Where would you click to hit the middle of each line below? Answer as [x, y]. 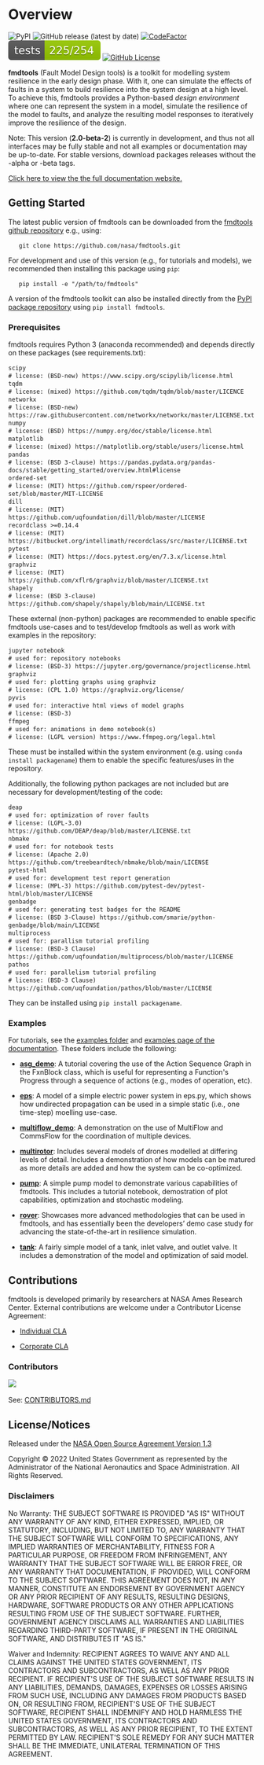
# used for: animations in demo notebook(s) [82, 730]
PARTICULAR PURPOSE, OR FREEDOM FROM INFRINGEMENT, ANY [118, 1555]
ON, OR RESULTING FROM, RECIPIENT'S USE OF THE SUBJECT [112, 1704]
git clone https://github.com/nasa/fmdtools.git [99, 245]
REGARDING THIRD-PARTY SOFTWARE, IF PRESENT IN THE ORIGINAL [123, 1630]
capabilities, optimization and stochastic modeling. [101, 1200]
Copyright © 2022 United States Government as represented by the [118, 1459]
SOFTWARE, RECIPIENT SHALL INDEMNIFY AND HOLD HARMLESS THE [125, 1712]
